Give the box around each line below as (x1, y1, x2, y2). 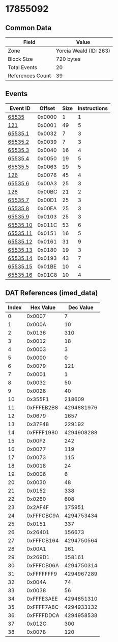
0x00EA (37, 205, 57, 212)
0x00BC (37, 188, 57, 195)
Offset (39, 104, 55, 112)
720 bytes (55, 56, 81, 62)
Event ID (10, 104, 31, 112)
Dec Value (68, 304, 94, 311)
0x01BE (37, 263, 57, 270)
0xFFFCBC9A (26, 512, 60, 519)
